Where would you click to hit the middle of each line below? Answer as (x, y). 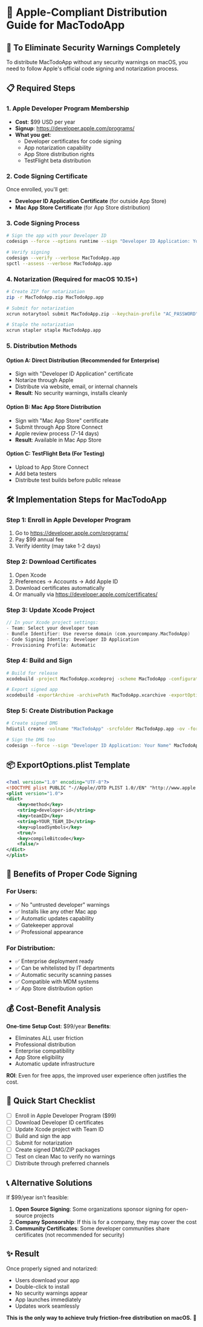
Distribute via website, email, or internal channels (76, 386)
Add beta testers (36, 473)
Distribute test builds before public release (68, 480)
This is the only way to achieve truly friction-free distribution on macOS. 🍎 (101, 1317)
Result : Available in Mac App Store (58, 440)
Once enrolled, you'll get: (37, 189)
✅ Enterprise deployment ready (54, 961)
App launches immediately (48, 1299)
